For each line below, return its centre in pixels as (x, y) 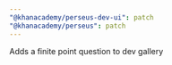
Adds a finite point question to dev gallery (86, 51)
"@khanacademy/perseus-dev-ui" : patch (82, 17)
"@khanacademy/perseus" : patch (68, 26)
